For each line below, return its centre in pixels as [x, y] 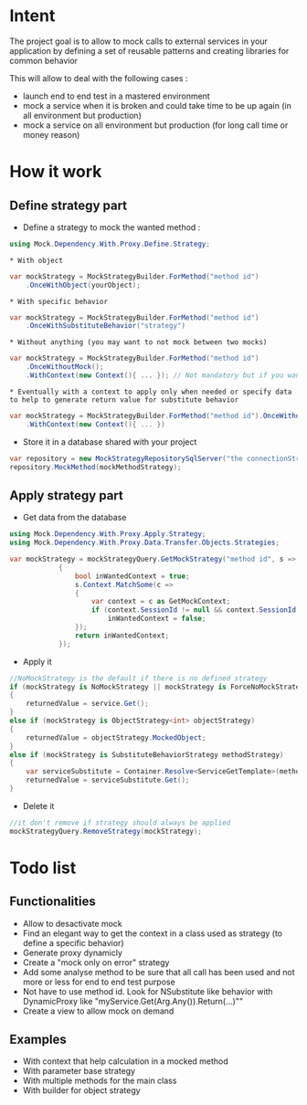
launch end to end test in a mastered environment [116, 96]
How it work [56, 172]
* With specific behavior [58, 301]
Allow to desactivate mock [73, 923]
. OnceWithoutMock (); [65, 367]
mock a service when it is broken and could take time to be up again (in [157, 105]
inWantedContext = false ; [157, 619]
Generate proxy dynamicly [73, 952]
